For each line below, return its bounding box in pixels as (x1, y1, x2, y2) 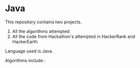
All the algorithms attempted (12, 28, 70, 34)
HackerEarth (12, 38, 38, 44)
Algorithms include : (5, 57, 46, 63)
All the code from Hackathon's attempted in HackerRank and (12, 34, 136, 39)
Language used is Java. (5, 48, 53, 54)
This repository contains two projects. (5, 19, 82, 25)
